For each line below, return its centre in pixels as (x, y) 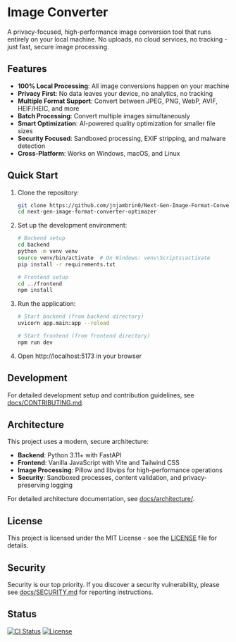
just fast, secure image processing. (58, 47)
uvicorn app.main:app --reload (63, 323)
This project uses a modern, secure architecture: (78, 442)
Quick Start (33, 176)
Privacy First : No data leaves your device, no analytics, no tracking (115, 93)
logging (61, 485)
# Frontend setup (43, 277)
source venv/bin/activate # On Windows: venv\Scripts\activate (114, 258)
